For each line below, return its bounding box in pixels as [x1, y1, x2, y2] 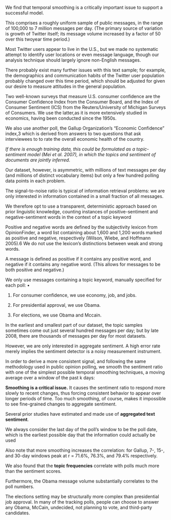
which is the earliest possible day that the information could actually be [5, 432, 156, 438]
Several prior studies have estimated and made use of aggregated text [5, 411, 155, 417]
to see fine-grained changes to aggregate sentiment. [5, 401, 117, 407]
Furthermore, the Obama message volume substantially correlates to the [5, 478, 158, 484]
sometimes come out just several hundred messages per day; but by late [5, 327, 159, 333]
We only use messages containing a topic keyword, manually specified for [5, 277, 162, 283]
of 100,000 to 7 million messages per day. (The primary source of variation [5, 25, 163, 31]
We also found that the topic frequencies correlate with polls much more [5, 462, 160, 469]
